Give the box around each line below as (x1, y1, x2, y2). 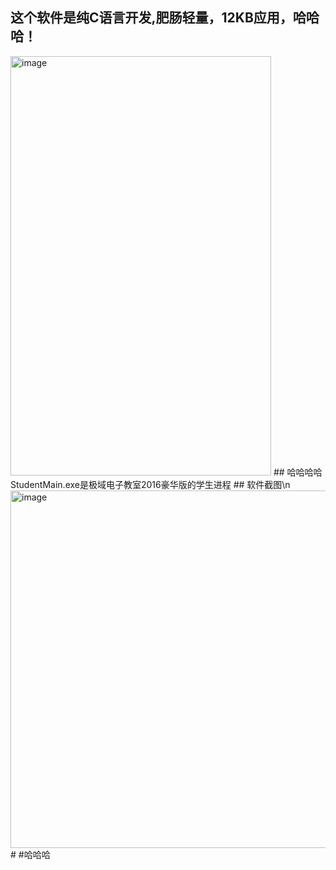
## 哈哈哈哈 (273, 466, 323, 478)
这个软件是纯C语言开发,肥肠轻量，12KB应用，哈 (10, 9, 307, 27)
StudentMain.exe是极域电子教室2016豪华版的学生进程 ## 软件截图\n (10, 478, 291, 490)
